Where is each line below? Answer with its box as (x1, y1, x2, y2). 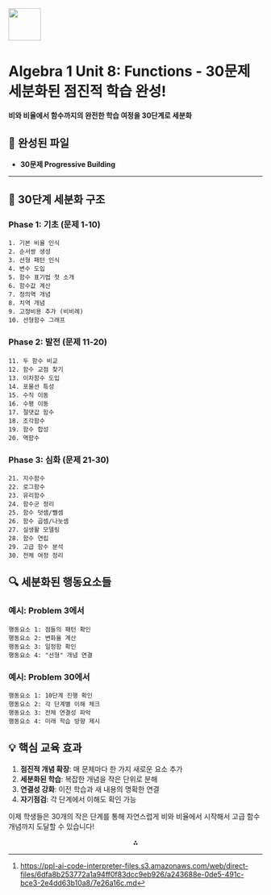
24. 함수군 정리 (8, 500, 55, 509)
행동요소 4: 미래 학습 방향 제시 (8, 718, 101, 726)
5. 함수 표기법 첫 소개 (8, 273, 75, 281)
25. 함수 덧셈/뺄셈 (8, 509, 64, 517)
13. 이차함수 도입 (8, 374, 60, 382)
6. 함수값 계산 (8, 282, 51, 290)
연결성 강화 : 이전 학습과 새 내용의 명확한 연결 (19, 784, 160, 793)
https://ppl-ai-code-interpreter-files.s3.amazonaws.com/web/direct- (19, 860, 248, 870)
